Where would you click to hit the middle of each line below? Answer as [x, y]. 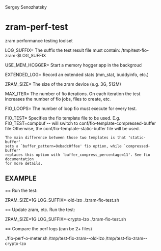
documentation [20, 159]
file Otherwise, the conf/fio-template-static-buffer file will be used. [72, 128]
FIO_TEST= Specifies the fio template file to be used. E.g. [63, 118]
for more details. [24, 163]
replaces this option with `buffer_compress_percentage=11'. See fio [78, 155]
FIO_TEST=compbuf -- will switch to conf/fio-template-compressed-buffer [80, 123]
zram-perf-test [37, 27]
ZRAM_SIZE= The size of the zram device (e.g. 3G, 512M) [63, 84]
